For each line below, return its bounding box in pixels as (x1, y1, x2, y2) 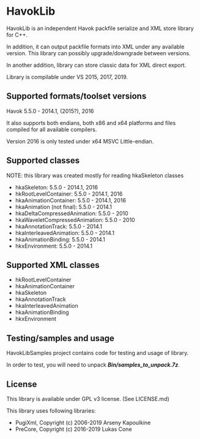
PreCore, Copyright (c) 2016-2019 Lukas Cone (15, 426, 133, 433)
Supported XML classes (6, 259, 100, 270)
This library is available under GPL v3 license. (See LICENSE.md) (6, 395, 170, 402)
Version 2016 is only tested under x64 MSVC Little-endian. (6, 137, 154, 145)
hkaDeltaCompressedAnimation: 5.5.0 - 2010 (15, 210, 128, 217)
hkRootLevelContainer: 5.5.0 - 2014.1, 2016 (15, 190, 123, 197)
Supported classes (6, 155, 80, 166)
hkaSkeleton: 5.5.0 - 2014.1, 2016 (15, 183, 98, 191)
